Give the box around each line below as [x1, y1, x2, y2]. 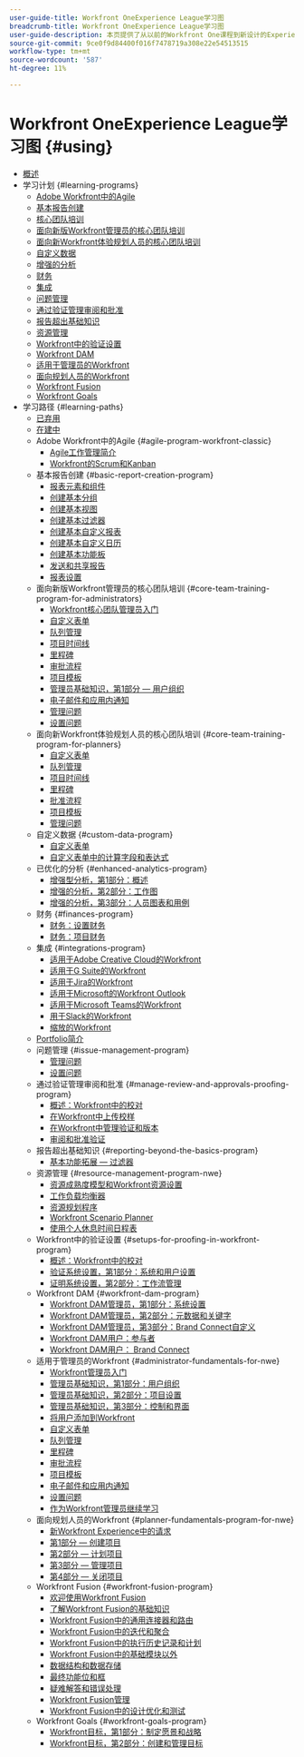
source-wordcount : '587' [9, 55, 103, 64]
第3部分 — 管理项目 [49, 1559, 123, 1570]
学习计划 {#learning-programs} [22, 179, 138, 191]
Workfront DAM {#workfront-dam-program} [35, 1288, 200, 1299]
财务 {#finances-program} [35, 908, 134, 919]
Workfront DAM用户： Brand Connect [49, 1344, 190, 1355]
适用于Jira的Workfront [49, 977, 134, 987]
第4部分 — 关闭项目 [49, 1571, 124, 1582]
